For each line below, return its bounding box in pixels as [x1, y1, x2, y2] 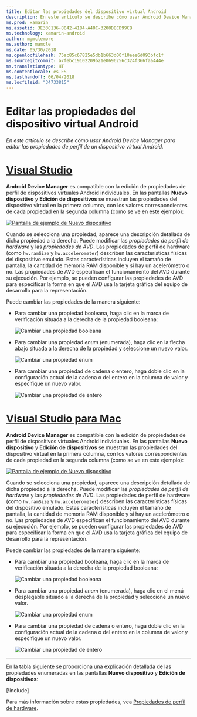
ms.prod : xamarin [6, 19, 49, 25]
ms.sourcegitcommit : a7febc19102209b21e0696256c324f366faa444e [6, 58, 164, 63]
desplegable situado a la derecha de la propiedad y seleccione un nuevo [14, 593, 190, 600]
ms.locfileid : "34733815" [6, 80, 69, 86]
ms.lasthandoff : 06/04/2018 [6, 74, 75, 80]
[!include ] [6, 686, 29, 694]
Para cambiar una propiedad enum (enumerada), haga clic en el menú [14, 587, 184, 594]
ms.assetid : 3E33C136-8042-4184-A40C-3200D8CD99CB [6, 25, 133, 31]
